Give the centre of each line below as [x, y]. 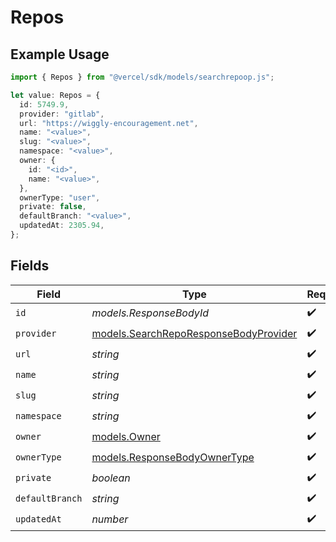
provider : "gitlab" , [62, 114]
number [110, 519]
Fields [30, 266]
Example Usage [60, 54]
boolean [111, 478]
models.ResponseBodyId [150, 313]
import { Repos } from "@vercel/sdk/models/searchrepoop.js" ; [142, 77]
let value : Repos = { [55, 95]
